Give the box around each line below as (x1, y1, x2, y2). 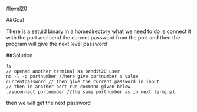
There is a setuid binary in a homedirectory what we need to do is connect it (6, 28, 192, 35)
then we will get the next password (6, 100, 91, 106)
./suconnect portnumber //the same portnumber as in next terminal (6, 89, 176, 95)
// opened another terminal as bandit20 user (6, 68, 120, 74)
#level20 (6, 5, 28, 12)
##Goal (6, 17, 24, 23)
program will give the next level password (6, 41, 107, 47)
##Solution (6, 52, 33, 58)
